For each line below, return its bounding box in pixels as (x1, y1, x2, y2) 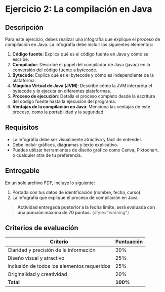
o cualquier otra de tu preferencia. (12, 152, 82, 158)
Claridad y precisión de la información (7, 246, 96, 253)
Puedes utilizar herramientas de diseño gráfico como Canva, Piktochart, (12, 147, 159, 153)
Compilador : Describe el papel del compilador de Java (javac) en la (12, 62, 151, 67)
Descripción (5, 23, 43, 32)
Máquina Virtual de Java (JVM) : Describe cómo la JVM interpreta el (12, 83, 152, 89)
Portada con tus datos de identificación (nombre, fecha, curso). (12, 189, 142, 195)
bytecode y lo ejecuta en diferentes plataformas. (12, 88, 112, 94)
